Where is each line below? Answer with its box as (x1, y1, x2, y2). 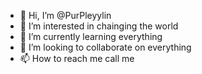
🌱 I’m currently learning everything (19, 31, 163, 42)
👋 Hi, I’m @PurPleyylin (19, 10, 112, 21)
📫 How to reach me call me (19, 53, 135, 64)
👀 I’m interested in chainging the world (19, 20, 179, 32)
